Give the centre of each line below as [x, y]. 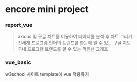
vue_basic [18, 62]
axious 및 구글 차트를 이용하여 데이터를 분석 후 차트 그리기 [75, 37]
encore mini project [47, 9]
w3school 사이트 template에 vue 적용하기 [47, 74]
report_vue [19, 25]
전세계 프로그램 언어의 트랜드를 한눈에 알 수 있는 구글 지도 [74, 43]
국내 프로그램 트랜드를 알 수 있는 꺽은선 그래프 [63, 49]
